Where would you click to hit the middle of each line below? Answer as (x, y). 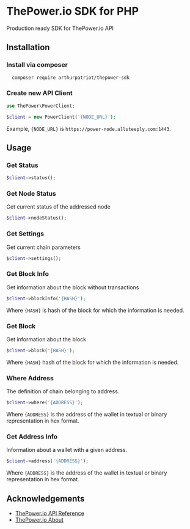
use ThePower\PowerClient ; (41, 106)
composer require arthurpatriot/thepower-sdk (71, 78)
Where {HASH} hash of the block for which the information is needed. (93, 362)
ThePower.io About (39, 520)
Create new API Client (39, 93)
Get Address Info (32, 437)
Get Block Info (28, 274)
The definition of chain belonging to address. (63, 391)
